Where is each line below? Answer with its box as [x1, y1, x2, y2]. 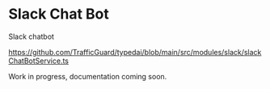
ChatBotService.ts [8, 56, 69, 66]
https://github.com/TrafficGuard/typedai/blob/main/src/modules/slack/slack [8, 47, 262, 57]
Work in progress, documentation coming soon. [8, 71, 167, 81]
